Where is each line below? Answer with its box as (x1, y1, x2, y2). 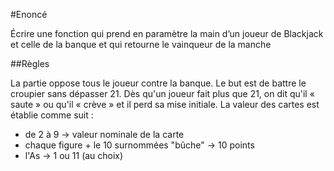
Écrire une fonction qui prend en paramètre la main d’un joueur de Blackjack (10, 28, 324, 39)
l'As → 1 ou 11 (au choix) (24, 150, 124, 161)
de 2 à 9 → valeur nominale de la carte (24, 129, 185, 140)
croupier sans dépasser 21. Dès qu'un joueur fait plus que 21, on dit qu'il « (10, 88, 315, 99)
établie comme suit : (10, 109, 94, 121)
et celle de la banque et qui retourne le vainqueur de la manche (10, 39, 272, 50)
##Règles (10, 58, 50, 69)
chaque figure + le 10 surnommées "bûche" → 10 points (24, 139, 255, 151)
